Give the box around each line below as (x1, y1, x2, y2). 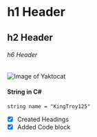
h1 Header (7, 4, 65, 20)
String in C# (7, 87, 42, 96)
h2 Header (7, 32, 54, 43)
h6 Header (7, 51, 38, 59)
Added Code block (17, 123, 71, 131)
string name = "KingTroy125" (7, 103, 91, 110)
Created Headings (17, 115, 69, 123)
